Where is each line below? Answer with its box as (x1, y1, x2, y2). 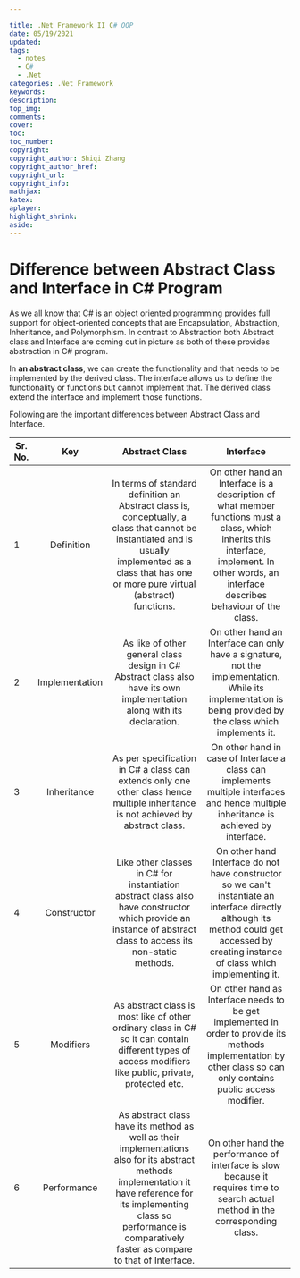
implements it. (216, 726, 276, 739)
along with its (126, 704, 183, 716)
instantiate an (217, 889, 275, 901)
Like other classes (116, 856, 193, 868)
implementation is (208, 692, 284, 705)
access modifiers (118, 1054, 191, 1067)
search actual (217, 1192, 275, 1205)
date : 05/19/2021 (9, 29, 74, 38)
